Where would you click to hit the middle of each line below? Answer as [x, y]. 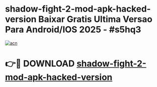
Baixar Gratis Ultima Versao [95, 19]
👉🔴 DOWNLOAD [40, 64]
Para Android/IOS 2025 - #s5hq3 [73, 30]
